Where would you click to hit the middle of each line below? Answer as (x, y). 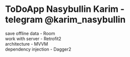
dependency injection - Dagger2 (38, 49)
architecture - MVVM (27, 44)
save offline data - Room (30, 33)
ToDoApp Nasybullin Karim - (65, 9)
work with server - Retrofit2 (33, 39)
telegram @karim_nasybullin (65, 20)
